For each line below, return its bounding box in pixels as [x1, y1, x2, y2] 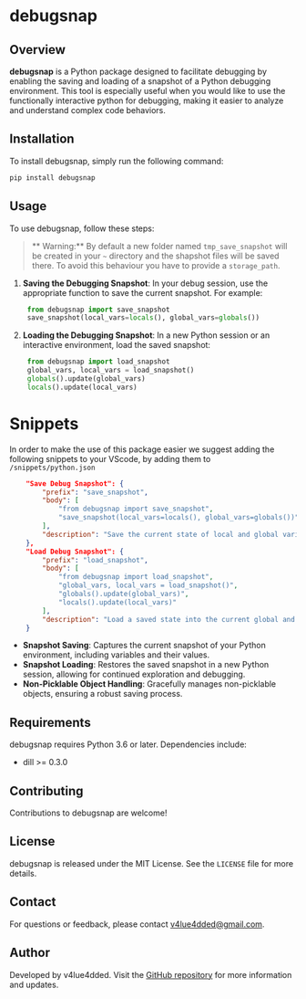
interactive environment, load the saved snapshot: [22, 340, 211, 351]
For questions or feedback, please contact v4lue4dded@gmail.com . [9, 919, 265, 930]
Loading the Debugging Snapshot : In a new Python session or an [22, 330, 270, 341]
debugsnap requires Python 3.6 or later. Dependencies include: [9, 739, 248, 750]
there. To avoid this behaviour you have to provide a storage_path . [31, 259, 280, 270]
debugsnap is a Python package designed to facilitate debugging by [9, 66, 267, 77]
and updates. [9, 979, 59, 990]
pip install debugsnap [9, 173, 96, 183]
